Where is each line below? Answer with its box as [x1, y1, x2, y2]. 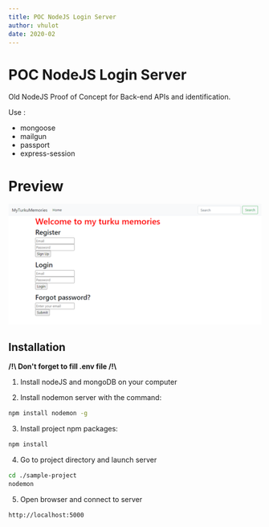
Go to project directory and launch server [19, 455, 157, 464]
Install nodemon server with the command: [19, 393, 162, 402]
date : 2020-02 [8, 30, 56, 38]
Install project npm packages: [19, 424, 118, 434]
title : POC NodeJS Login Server [8, 13, 116, 21]
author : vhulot [8, 21, 59, 30]
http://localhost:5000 [8, 511, 84, 519]
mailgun [19, 132, 47, 141]
